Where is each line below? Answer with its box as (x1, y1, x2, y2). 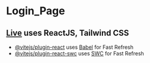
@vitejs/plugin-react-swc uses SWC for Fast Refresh (14, 50, 144, 57)
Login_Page (6, 4, 65, 18)
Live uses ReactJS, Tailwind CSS (6, 28, 129, 38)
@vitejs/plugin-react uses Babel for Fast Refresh (14, 43, 134, 51)
